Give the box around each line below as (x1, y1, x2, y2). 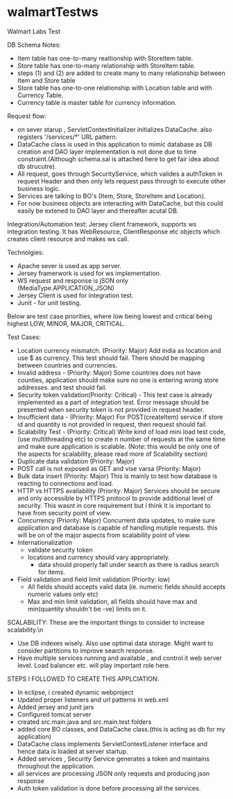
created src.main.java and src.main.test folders (17, 717, 152, 726)
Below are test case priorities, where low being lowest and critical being (7, 312, 213, 320)
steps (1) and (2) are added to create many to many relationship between (17, 69, 225, 77)
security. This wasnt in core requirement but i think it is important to (17, 501, 211, 509)
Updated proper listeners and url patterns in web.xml (17, 695, 169, 704)
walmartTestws (7, 4, 98, 20)
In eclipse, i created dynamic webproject (17, 688, 134, 696)
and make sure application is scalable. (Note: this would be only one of (17, 442, 220, 450)
